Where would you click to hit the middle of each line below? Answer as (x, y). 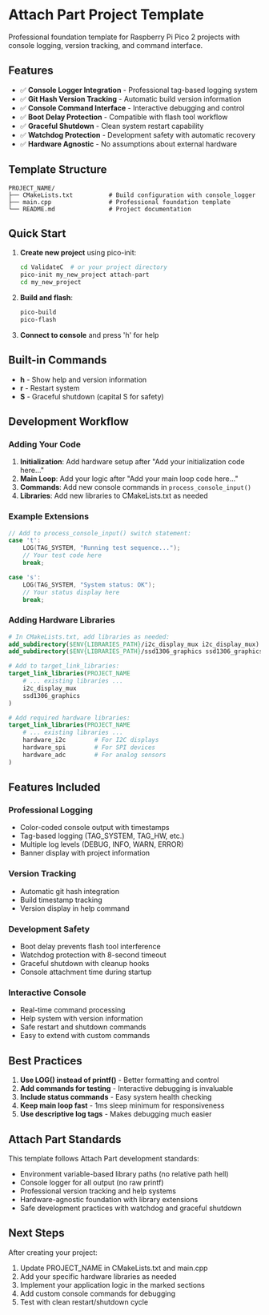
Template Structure (58, 170)
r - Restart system (50, 388)
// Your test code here (62, 555)
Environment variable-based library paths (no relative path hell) (124, 1173)
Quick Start (37, 233)
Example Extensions (49, 516)
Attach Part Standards (65, 1139)
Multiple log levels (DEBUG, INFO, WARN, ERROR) (102, 844)
